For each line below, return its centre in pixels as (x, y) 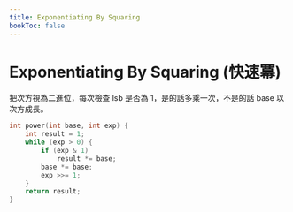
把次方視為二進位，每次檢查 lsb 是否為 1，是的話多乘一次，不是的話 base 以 (147, 98)
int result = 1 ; (55, 134)
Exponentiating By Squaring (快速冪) (145, 72)
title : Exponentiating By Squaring (75, 17)
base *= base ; (67, 167)
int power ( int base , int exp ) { (69, 126)
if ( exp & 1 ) (65, 151)
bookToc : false (37, 26)
